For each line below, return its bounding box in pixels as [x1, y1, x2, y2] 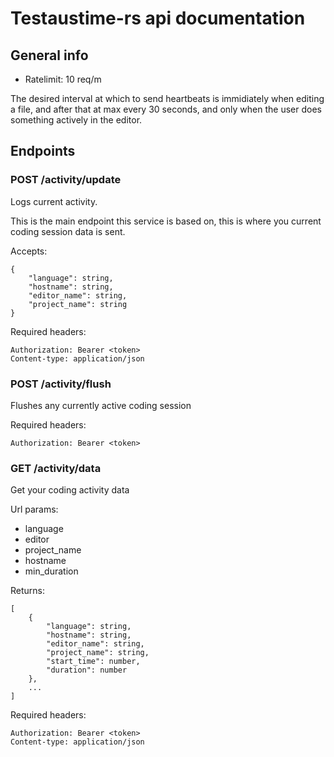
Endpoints [10, 143, 76, 160]
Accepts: [10, 245, 48, 257]
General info [10, 47, 89, 64]
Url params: [10, 503, 59, 516]
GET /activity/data [10, 461, 102, 475]
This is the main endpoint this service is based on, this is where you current [10, 215, 322, 227]
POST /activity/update [10, 173, 122, 187]
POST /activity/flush [10, 377, 112, 391]
